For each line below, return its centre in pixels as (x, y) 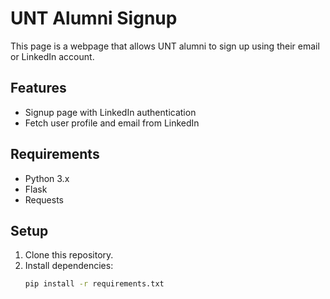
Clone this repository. (69, 255)
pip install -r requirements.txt (94, 284)
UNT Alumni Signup (94, 18)
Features (38, 88)
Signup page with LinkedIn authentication (110, 112)
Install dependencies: (69, 266)
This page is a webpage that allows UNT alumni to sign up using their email (165, 46)
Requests (44, 199)
